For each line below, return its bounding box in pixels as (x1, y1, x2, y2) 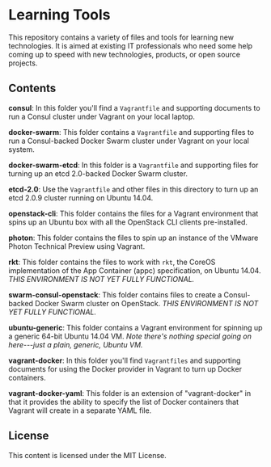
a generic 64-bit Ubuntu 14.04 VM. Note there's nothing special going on (8, 331, 252, 341)
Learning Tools (8, 6, 111, 24)
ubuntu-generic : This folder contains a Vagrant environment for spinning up (8, 322, 263, 332)
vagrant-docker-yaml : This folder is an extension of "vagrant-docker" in (8, 388, 252, 398)
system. (8, 144, 35, 154)
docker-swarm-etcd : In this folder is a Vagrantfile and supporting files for (8, 160, 259, 170)
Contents (8, 82, 57, 95)
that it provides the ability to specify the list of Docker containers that (8, 397, 239, 406)
